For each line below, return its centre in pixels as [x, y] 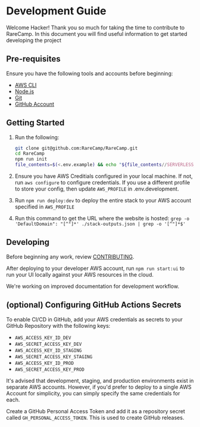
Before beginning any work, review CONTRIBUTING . [70, 256]
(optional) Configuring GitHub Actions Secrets [94, 305]
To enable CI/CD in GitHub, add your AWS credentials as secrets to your [94, 319]
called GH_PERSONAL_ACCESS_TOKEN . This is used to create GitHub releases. [95, 417]
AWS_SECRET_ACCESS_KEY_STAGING [54, 357]
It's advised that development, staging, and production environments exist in [100, 380]
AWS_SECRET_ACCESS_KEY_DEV [48, 344]
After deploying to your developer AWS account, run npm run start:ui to [96, 268]
